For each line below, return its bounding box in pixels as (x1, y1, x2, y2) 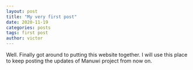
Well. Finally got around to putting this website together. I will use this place (6, 51, 188, 58)
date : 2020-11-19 (6, 19, 49, 25)
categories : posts (6, 24, 51, 31)
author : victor (6, 35, 43, 41)
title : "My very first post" (6, 14, 77, 20)
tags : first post (6, 30, 49, 36)
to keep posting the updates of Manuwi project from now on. (6, 57, 153, 64)
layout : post (6, 8, 38, 14)
